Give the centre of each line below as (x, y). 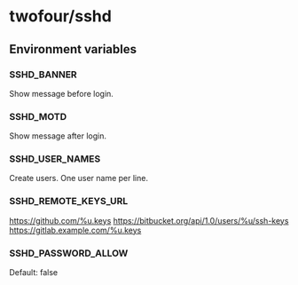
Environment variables (73, 49)
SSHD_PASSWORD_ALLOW (69, 253)
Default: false (34, 273)
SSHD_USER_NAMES (55, 159)
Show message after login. (58, 136)
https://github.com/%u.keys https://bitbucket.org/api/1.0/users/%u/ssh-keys (149, 220)
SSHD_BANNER (43, 75)
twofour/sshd (61, 16)
